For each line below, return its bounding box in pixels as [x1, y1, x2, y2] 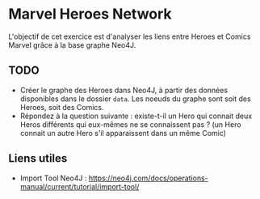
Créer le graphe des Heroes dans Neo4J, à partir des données [19, 85, 229, 95]
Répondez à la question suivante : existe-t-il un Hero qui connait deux [19, 111, 253, 121]
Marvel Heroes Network [8, 5, 172, 23]
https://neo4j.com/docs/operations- [88, 173, 208, 183]
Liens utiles [8, 151, 68, 166]
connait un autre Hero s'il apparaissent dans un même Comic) [19, 128, 226, 138]
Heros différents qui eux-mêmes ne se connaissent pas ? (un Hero [19, 119, 241, 129]
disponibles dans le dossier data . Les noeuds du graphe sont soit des [19, 94, 252, 104]
